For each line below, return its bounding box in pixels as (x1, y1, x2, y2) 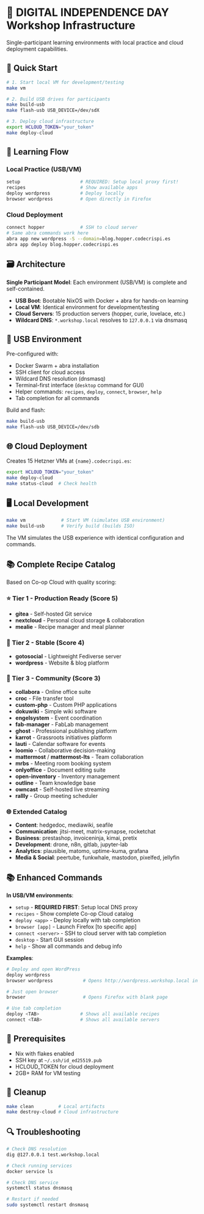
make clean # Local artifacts (6, 1103, 105, 1109)
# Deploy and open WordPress (6, 966, 81, 972)
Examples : (6, 954, 34, 961)
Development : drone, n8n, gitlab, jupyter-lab (15, 841, 128, 848)
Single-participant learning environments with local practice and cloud (6, 39, 183, 46)
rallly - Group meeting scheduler (15, 792, 98, 799)
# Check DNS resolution (6, 1146, 67, 1152)
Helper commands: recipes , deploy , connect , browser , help (15, 388, 162, 395)
